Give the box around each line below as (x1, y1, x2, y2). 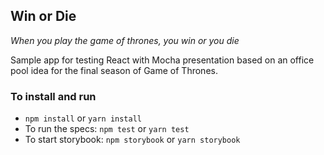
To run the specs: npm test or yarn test (24, 123, 190, 135)
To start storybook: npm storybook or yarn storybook (24, 134, 241, 146)
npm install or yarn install (24, 112, 142, 124)
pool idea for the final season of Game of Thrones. (10, 64, 218, 76)
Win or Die (10, 8, 77, 25)
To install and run (10, 89, 97, 103)
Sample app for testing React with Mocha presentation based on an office (10, 54, 315, 66)
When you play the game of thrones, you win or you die (10, 34, 240, 46)
